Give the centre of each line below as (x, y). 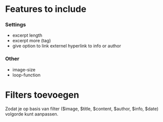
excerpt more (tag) (32, 41)
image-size (24, 69)
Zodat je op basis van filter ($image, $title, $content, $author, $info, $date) (82, 109)
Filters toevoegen (42, 95)
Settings (16, 25)
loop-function (26, 75)
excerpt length (27, 35)
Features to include (46, 9)
